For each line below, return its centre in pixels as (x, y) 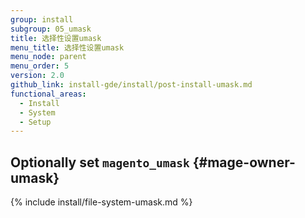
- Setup (35, 122)
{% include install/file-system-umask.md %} (101, 202)
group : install (42, 19)
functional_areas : (48, 94)
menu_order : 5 (40, 66)
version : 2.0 (37, 76)
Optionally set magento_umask (100, 162)
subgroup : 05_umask (51, 29)
